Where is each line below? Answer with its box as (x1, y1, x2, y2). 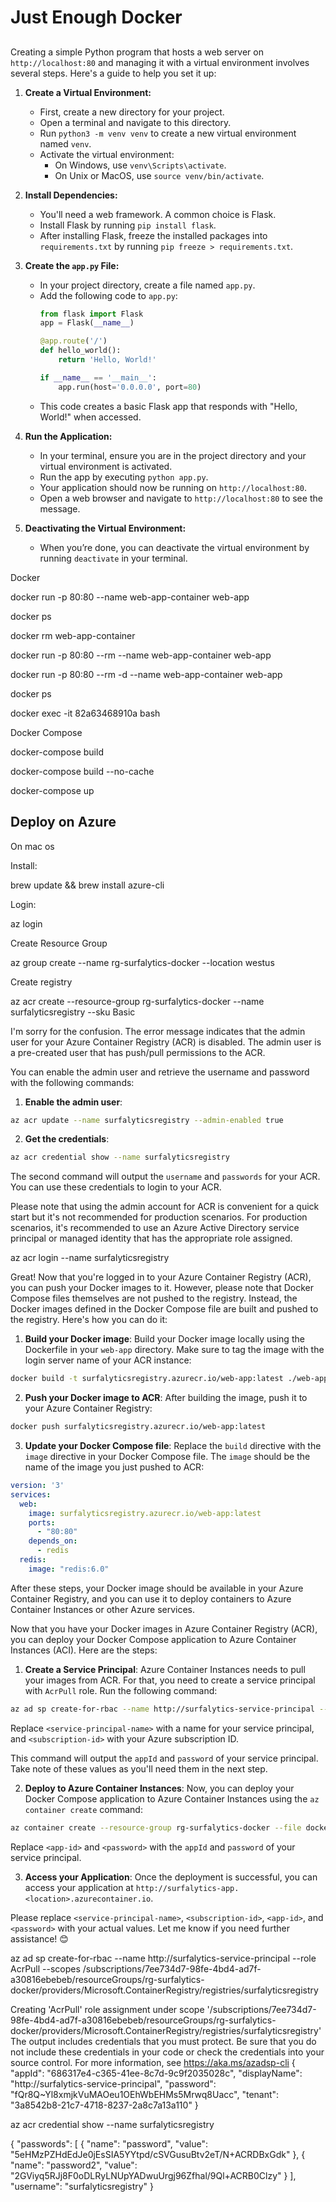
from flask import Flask (39, 309, 144, 319)
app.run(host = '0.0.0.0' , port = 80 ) (58, 382, 202, 392)
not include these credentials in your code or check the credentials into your (10, 2046, 325, 2058)
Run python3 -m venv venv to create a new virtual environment (39, 127, 297, 139)
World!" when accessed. (39, 411, 142, 423)
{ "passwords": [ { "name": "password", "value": (10, 2137, 208, 2150)
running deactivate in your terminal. (39, 552, 188, 564)
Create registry (10, 976, 73, 988)
